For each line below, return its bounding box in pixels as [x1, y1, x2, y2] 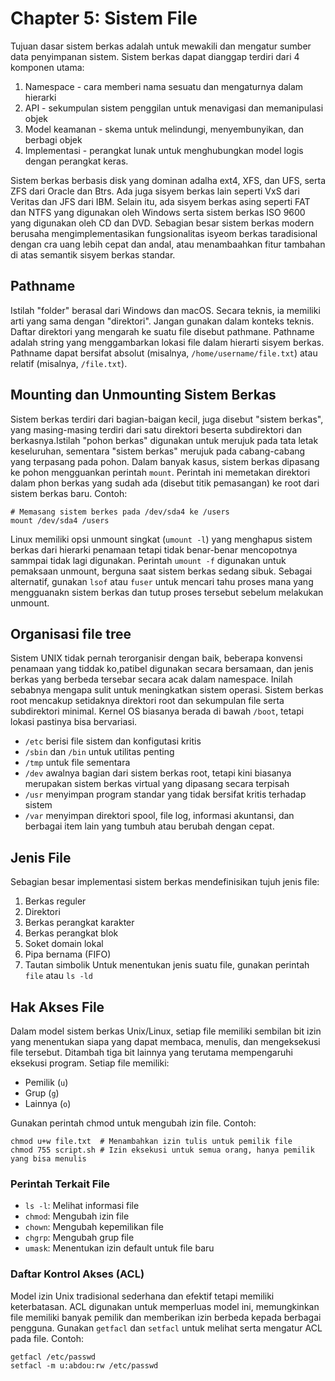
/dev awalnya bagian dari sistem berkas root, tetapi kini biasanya [24, 767, 292, 779]
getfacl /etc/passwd [10, 1352, 97, 1362]
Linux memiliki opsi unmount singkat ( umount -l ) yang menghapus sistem [10, 533, 313, 545]
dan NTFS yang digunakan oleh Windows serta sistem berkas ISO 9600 [10, 206, 306, 218]
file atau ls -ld [24, 970, 93, 982]
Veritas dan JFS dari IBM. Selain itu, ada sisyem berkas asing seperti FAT [10, 195, 311, 207]
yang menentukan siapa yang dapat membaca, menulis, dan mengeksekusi [10, 1036, 321, 1047]
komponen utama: [10, 61, 85, 73]
